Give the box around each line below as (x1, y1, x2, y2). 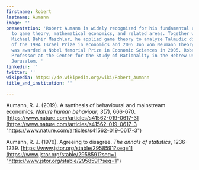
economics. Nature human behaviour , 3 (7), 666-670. (6, 108, 136, 115)
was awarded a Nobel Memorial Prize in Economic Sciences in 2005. (11, 47, 182, 53)
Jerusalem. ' (11, 58, 44, 64)
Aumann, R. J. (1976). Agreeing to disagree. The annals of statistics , (6, 139, 172, 145)
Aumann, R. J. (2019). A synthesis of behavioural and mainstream (6, 102, 166, 108)
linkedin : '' (6, 63, 38, 70)
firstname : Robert (6, 8, 52, 15)
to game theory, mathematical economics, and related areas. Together (11, 31, 190, 37)
